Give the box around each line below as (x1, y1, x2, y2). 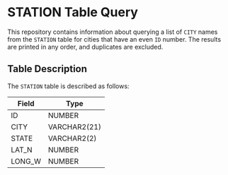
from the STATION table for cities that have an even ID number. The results (7, 35, 222, 43)
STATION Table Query (7, 4, 138, 20)
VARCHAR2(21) (47, 121, 101, 131)
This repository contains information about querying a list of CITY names (7, 28, 218, 36)
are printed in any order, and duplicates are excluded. (7, 42, 164, 51)
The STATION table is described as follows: (7, 82, 130, 90)
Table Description (7, 63, 87, 75)
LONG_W (11, 156, 41, 166)
